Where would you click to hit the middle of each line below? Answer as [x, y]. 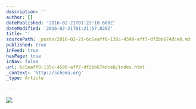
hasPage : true [24, 56]
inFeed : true [22, 51]
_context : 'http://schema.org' [45, 73]
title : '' [18, 34]
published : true [26, 45]
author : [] [20, 17]
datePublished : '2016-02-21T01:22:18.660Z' [61, 23]
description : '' [26, 12]
